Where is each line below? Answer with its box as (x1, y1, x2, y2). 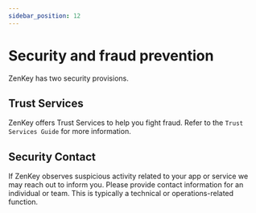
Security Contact (8, 150, 97, 164)
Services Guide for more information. (8, 127, 131, 136)
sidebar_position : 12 (8, 11, 81, 20)
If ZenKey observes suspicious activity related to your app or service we (8, 171, 249, 182)
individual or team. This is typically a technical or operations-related (8, 189, 234, 198)
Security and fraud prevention (8, 46, 214, 65)
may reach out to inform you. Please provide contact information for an (8, 180, 244, 190)
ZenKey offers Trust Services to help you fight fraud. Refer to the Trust (8, 118, 244, 127)
